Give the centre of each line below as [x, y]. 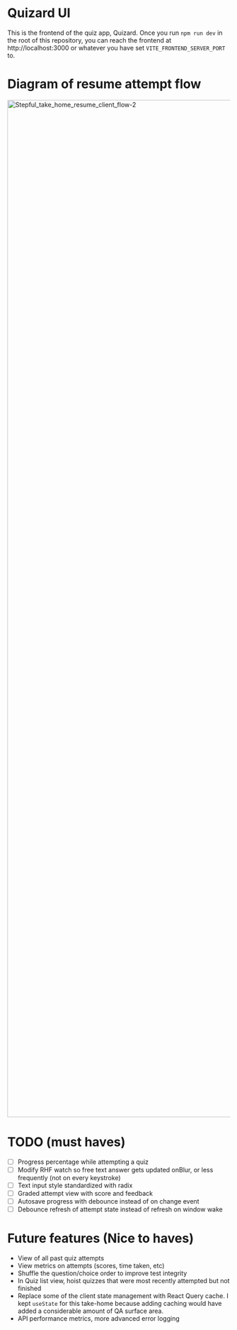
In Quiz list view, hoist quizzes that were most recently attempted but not [123, 1281]
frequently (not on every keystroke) [69, 1177]
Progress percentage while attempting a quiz [83, 1162]
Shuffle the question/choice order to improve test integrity [102, 1273]
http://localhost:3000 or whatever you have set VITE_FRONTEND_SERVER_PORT [116, 48]
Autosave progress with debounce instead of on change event [108, 1201]
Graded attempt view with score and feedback [85, 1193]
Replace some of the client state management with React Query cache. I [123, 1296]
